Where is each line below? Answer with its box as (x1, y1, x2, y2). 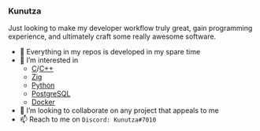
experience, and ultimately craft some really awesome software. (8, 32, 217, 41)
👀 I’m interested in (19, 55, 79, 65)
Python (31, 80, 55, 90)
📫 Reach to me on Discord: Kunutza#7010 (19, 114, 157, 124)
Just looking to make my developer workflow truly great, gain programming (8, 24, 253, 33)
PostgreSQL (31, 89, 71, 99)
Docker (31, 97, 55, 107)
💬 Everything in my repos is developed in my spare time (19, 47, 201, 57)
